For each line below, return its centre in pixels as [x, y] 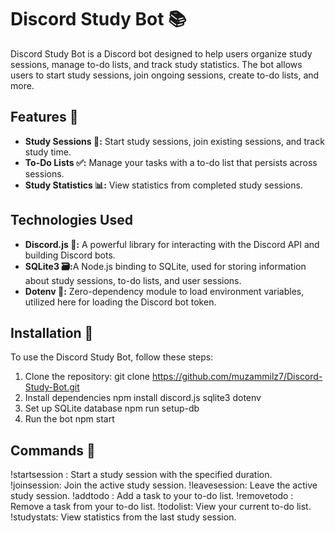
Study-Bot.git [52, 387]
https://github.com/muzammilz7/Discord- [237, 377]
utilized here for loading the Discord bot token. [120, 302]
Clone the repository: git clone [87, 377]
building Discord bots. [70, 255]
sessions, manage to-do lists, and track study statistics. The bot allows [156, 64]
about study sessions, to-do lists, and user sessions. [133, 280]
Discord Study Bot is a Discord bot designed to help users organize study [161, 53]
